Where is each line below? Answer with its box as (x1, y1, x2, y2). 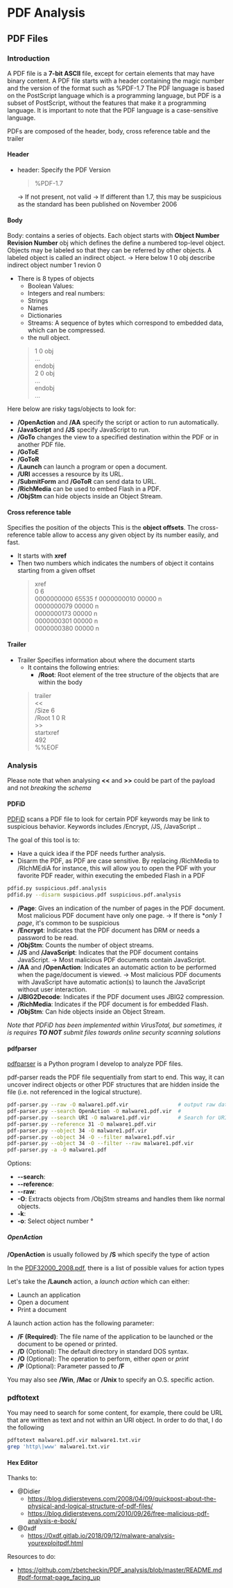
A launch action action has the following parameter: (7, 1319, 155, 1327)
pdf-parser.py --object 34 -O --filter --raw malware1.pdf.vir (7, 1140, 194, 1147)
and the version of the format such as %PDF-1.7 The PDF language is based (7, 83, 225, 92)
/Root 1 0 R (34, 713, 66, 722)
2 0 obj (34, 369, 55, 378)
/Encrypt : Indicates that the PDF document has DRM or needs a (17, 926, 200, 934)
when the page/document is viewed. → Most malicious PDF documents (17, 970, 222, 978)
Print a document (17, 1306, 67, 1314)
